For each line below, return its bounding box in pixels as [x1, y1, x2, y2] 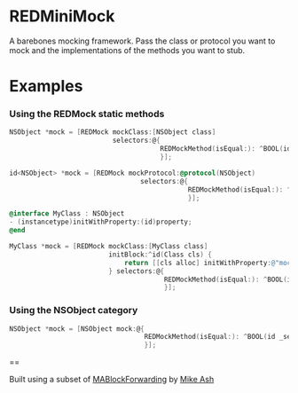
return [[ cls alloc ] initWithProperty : [123, 258, 272, 267]
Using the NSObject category [9, 304, 138, 317]
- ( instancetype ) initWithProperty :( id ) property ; [9, 217, 192, 227]
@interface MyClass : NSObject [9, 209, 125, 218]
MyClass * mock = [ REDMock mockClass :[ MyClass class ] [9, 242, 208, 251]
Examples [9, 76, 83, 97]
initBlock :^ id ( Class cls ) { [107, 250, 213, 259]
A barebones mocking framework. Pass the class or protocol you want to [9, 35, 276, 46]
